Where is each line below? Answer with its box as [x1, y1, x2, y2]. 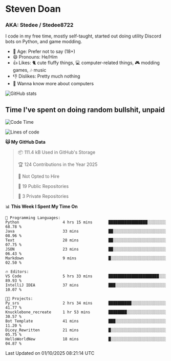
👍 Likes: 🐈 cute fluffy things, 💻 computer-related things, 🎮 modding [12, 60, 160, 66]
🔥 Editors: [5, 269, 29, 275]
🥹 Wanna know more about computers [12, 81, 94, 87]
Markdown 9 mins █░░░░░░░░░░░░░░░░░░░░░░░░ [5, 256, 166, 261]
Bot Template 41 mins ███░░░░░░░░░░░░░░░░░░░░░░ [5, 319, 166, 324]
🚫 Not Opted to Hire [17, 173, 60, 180]
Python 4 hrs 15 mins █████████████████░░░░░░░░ [5, 220, 166, 225]
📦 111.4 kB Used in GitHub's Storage [17, 149, 96, 156]
